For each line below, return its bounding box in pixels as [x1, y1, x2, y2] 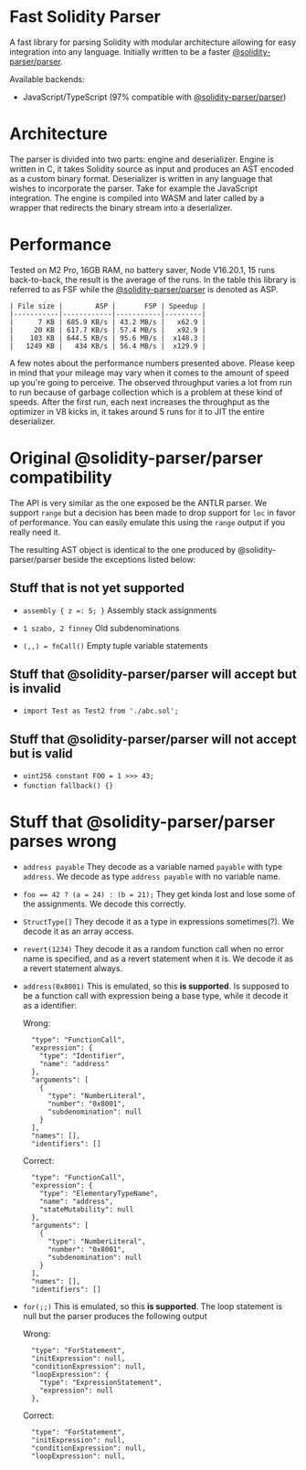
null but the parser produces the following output [22, 1311, 207, 1322]
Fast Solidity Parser [9, 6, 162, 27]
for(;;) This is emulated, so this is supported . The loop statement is [22, 1301, 283, 1312]
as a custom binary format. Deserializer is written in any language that [9, 173, 273, 184]
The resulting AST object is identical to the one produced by [9, 544, 236, 555]
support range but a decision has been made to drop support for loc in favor [9, 507, 296, 518]
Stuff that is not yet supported [9, 580, 185, 596]
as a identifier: [22, 1000, 78, 1011]
